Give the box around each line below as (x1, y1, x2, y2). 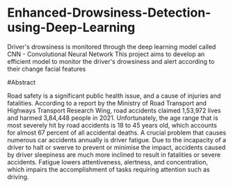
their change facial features (7, 65, 86, 73)
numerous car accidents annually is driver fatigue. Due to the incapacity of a (7, 135, 227, 144)
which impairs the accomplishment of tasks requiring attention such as (7, 165, 210, 173)
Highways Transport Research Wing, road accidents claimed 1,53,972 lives (7, 106, 221, 114)
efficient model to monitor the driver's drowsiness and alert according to (7, 57, 215, 65)
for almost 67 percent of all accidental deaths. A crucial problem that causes (7, 128, 227, 137)
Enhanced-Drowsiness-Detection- (7, 5, 211, 21)
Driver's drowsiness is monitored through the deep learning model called (7, 42, 216, 51)
